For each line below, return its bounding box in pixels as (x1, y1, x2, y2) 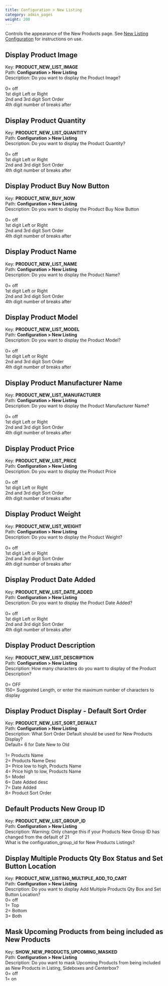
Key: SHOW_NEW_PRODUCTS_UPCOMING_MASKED (5, 949, 118, 955)
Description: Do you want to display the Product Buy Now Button (5, 206, 139, 212)
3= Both (5, 913, 22, 919)
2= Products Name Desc (5, 758, 56, 764)
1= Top (5, 902, 19, 908)
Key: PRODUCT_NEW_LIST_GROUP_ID (5, 818, 86, 824)
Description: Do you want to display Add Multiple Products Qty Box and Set (5, 886, 161, 892)
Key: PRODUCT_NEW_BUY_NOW (5, 195, 75, 201)
